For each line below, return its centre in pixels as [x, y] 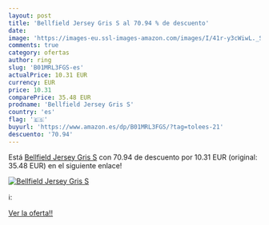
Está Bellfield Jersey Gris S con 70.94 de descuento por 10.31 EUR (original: [133, 157]
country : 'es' [32, 112]
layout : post [30, 16]
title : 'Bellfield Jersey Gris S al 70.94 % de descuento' [109, 23]
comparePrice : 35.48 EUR [50, 97]
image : [19, 38]
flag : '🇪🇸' [28, 120]
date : [17, 30]
